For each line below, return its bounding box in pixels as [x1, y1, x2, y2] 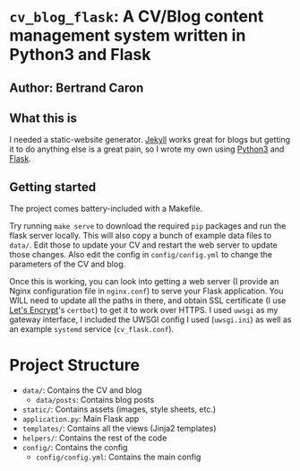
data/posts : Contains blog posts [35, 395, 155, 406]
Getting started [9, 179, 97, 195]
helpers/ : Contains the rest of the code [21, 432, 167, 443]
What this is [9, 110, 78, 126]
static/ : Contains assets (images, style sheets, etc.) [21, 404, 217, 414]
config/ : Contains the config [21, 442, 128, 453]
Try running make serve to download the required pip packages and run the [9, 221, 287, 231]
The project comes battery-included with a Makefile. [9, 204, 203, 214]
